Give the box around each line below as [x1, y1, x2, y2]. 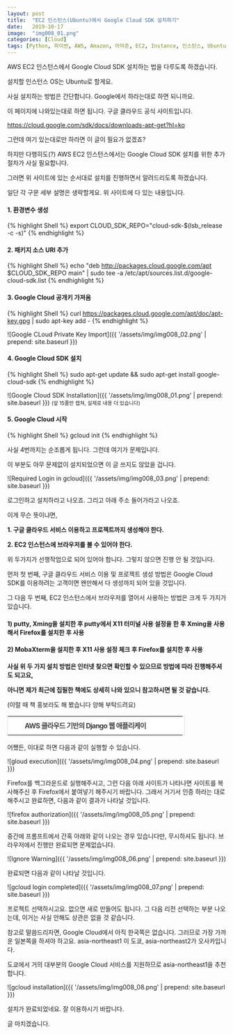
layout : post [7, 10, 45, 17]
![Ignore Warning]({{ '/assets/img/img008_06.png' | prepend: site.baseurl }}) [7, 854, 227, 863]
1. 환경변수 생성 [7, 205, 49, 214]
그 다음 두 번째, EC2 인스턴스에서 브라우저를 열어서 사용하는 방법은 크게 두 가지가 [7, 593, 227, 602]
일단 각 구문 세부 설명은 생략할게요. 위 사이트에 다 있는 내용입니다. [7, 189, 186, 196]
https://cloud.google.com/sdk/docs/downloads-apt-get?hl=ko [7, 121, 186, 129]
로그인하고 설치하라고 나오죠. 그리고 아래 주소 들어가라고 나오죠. [7, 496, 180, 505]
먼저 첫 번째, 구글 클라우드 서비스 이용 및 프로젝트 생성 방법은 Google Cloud [7, 570, 214, 579]
